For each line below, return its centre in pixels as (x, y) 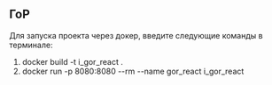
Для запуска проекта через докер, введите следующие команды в (136, 35)
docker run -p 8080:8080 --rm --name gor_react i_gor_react (133, 71)
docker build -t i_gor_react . (73, 61)
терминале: (31, 45)
